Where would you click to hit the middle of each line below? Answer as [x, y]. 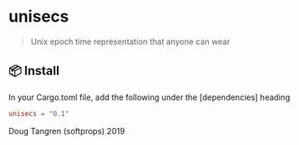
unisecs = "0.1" [39, 113]
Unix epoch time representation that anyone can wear [130, 41]
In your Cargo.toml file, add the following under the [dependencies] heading [149, 97]
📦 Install [34, 71]
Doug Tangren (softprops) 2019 [67, 131]
